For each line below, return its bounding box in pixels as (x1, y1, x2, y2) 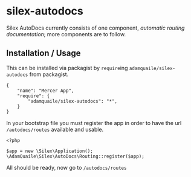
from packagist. (29, 71, 69, 78)
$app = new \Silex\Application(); (6, 148, 94, 154)
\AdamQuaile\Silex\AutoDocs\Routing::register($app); (6, 153, 145, 159)
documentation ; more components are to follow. (6, 30, 126, 37)
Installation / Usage (6, 48, 81, 59)
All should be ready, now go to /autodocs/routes (6, 164, 127, 171)
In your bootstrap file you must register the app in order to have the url (6, 119, 182, 126)
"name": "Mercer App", (17, 88, 74, 94)
